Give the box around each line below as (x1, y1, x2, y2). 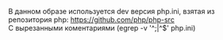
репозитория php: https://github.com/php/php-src (8, 15, 175, 24)
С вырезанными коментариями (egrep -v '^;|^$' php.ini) (8, 24, 196, 32)
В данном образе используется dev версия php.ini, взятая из (8, 7, 215, 16)
